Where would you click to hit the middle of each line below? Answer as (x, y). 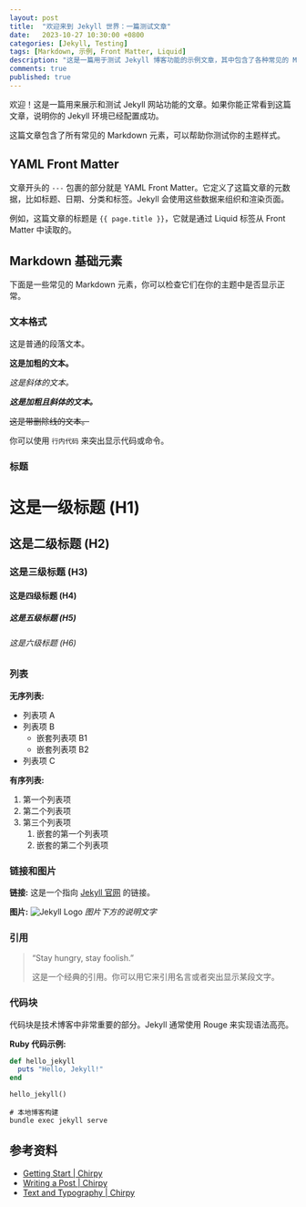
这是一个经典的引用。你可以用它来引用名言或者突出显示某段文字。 (155, 977)
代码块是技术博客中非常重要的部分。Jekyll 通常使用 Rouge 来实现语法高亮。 (152, 1024)
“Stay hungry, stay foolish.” (83, 958)
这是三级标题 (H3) (49, 573)
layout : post (34, 18)
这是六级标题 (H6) (43, 643)
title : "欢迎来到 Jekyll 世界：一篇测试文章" (90, 26)
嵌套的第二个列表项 (72, 845)
